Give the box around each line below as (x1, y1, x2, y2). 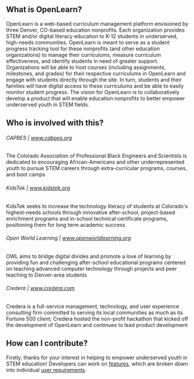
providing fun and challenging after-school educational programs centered (6, 259, 186, 266)
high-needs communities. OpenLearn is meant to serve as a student (6, 39, 170, 46)
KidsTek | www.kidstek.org (6, 184, 70, 191)
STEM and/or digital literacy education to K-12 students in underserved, (6, 32, 178, 40)
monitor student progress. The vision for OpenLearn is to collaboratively (6, 88, 180, 95)
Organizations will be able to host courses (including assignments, (6, 64, 166, 71)
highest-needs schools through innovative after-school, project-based (6, 209, 175, 216)
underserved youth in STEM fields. (6, 101, 89, 108)
